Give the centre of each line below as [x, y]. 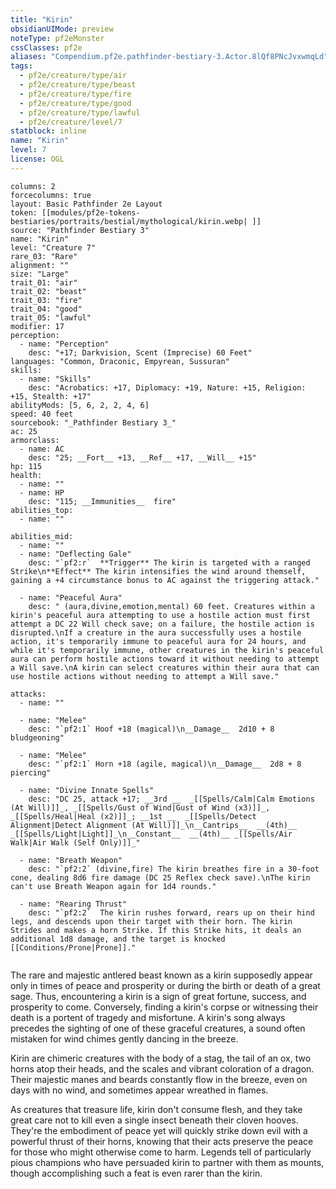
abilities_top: [42, 510]
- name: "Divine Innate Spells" [87, 790]
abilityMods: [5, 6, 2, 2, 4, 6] [80, 405]
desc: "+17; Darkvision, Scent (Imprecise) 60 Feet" [140, 352]
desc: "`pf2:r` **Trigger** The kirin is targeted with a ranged [169, 562]
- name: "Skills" [55, 379]
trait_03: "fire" [46, 300]
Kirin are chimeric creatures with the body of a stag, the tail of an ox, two [161, 1058]
